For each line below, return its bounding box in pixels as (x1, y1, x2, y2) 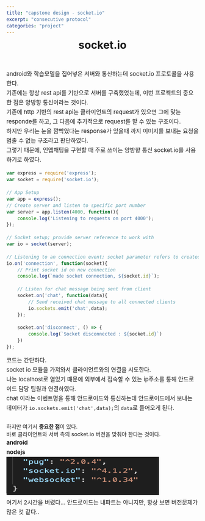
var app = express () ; (6, 196, 62, 202)
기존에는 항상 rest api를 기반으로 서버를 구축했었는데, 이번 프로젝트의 (6, 89, 182, 97)
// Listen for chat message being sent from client (17, 286, 151, 292)
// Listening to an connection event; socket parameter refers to (6, 254, 179, 260)
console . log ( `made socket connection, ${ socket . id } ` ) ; (17, 273, 160, 279)
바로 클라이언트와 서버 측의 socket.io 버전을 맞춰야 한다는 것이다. (6, 430, 161, 437)
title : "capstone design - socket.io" (6, 10, 105, 16)
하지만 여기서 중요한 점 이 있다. (6, 423, 78, 430)
